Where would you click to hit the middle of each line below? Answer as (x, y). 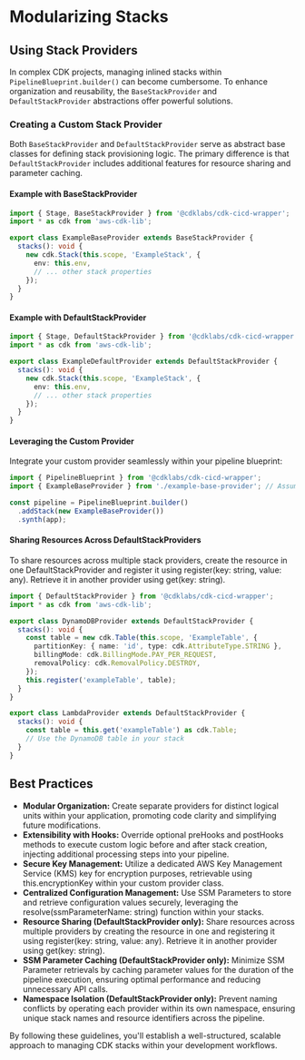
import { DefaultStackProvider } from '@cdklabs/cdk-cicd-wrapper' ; (142, 596)
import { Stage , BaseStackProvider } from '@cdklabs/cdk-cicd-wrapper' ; (150, 213)
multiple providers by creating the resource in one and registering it (148, 931)
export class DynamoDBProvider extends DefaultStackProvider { (132, 621)
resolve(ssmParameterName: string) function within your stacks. (143, 912)
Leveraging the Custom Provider (72, 441)
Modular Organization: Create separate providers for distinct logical (151, 806)
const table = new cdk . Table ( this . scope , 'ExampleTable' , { (142, 638)
